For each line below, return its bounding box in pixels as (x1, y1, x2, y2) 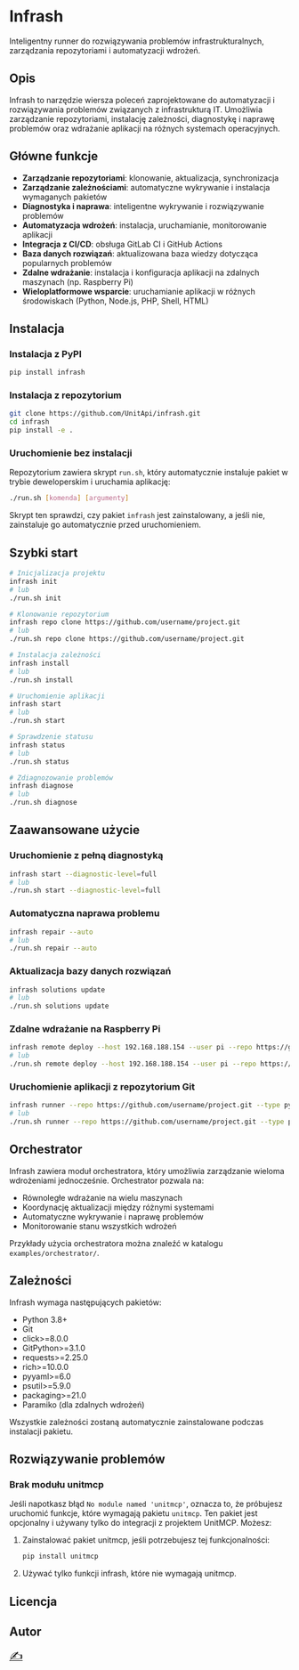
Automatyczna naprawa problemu (9, 907, 160, 920)
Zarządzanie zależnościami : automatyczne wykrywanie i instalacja (21, 182, 271, 192)
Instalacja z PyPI (9, 347, 82, 360)
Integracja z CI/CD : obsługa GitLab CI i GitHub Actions (21, 239, 222, 249)
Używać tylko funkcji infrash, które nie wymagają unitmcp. (21, 1569, 238, 1579)
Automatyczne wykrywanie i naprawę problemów (21, 1211, 205, 1221)
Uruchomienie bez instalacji (9, 447, 133, 459)
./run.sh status (9, 757, 69, 766)
